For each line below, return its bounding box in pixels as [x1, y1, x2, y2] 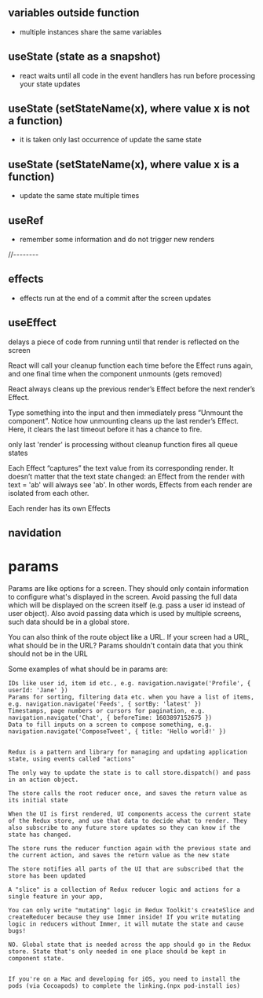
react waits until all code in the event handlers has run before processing [19, 71, 256, 80]
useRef [8, 214, 44, 227]
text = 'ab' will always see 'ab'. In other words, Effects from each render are [8, 479, 253, 490]
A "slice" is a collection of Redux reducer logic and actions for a [8, 886, 241, 894]
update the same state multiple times [19, 191, 140, 200]
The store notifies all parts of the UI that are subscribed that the [8, 865, 244, 873]
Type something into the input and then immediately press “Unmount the [8, 408, 243, 417]
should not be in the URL [8, 649, 88, 659]
